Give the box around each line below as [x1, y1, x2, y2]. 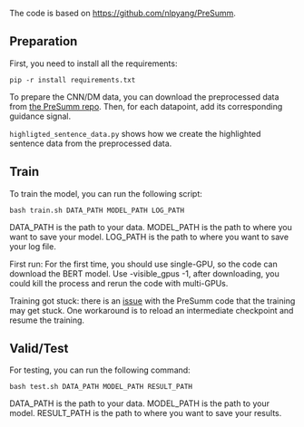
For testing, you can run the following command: [9, 364, 191, 375]
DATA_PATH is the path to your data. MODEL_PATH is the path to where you [9, 221, 292, 232]
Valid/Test [9, 341, 69, 356]
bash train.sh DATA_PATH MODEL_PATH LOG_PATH [9, 206, 184, 215]
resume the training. [9, 315, 84, 325]
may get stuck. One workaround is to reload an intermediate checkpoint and [9, 305, 294, 315]
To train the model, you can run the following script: [9, 188, 202, 199]
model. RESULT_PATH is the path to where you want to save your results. [9, 408, 282, 419]
